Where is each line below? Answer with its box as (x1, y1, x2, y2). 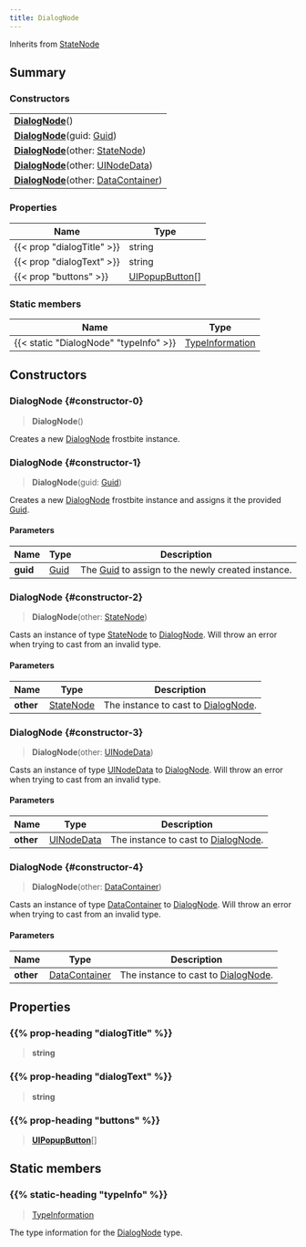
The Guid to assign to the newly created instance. (80, 563, 292, 576)
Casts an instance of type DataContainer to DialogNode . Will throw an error (9, 899, 291, 910)
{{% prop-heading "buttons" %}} (9, 1114, 161, 1126)
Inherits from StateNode (9, 38, 100, 49)
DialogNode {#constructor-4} (9, 861, 144, 874)
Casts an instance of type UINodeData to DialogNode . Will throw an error (9, 764, 284, 775)
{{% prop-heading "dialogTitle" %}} (9, 1026, 173, 1039)
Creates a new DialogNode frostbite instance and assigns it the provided (9, 494, 282, 505)
